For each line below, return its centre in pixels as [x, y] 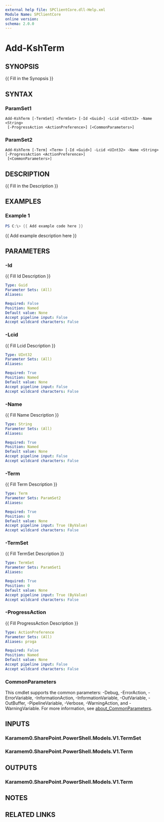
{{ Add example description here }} [41, 235]
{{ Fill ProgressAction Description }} [42, 623]
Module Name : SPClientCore [33, 14]
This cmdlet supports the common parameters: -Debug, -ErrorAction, [76, 693]
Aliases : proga [21, 641]
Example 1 [18, 216]
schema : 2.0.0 [20, 24]
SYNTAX [19, 94]
